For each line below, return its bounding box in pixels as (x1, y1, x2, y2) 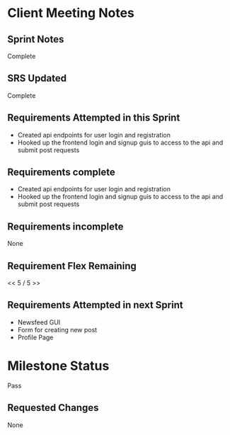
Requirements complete (7, 166, 115, 179)
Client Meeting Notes (7, 5, 134, 21)
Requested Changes (7, 402, 99, 414)
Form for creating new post (17, 325, 98, 334)
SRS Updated (7, 72, 67, 84)
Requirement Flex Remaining (7, 260, 137, 272)
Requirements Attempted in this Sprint (7, 112, 180, 124)
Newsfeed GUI (17, 317, 61, 327)
